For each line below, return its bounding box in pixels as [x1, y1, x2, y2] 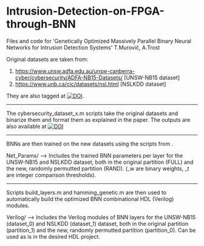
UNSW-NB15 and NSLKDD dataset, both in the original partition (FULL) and [6, 158, 194, 166]
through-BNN [6, 17, 76, 31]
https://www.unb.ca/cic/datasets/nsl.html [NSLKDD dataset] [15, 80, 166, 88]
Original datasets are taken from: [6, 55, 89, 63]
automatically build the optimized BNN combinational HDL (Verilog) [6, 195, 174, 202]
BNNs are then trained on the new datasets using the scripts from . [6, 140, 174, 147]
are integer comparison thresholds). [6, 171, 96, 178]
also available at [6, 122, 47, 130]
